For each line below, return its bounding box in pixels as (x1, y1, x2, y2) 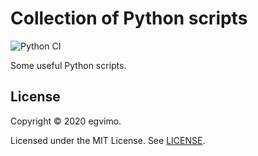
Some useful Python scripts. (10, 59, 127, 71)
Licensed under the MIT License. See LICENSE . (10, 134, 206, 146)
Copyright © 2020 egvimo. (10, 115, 122, 127)
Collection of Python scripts (10, 7, 248, 30)
